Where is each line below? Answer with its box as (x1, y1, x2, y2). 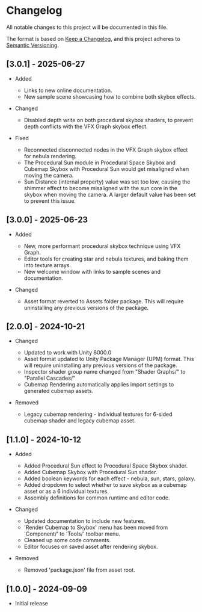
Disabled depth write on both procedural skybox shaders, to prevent (23, 116, 194, 123)
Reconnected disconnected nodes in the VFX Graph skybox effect (23, 146, 188, 153)
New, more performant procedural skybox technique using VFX (23, 242, 181, 250)
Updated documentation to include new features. (23, 518, 145, 525)
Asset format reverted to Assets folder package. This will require (23, 297, 185, 304)
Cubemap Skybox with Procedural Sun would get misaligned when (23, 165, 189, 172)
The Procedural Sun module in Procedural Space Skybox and (23, 159, 176, 166)
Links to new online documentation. (23, 87, 112, 94)
